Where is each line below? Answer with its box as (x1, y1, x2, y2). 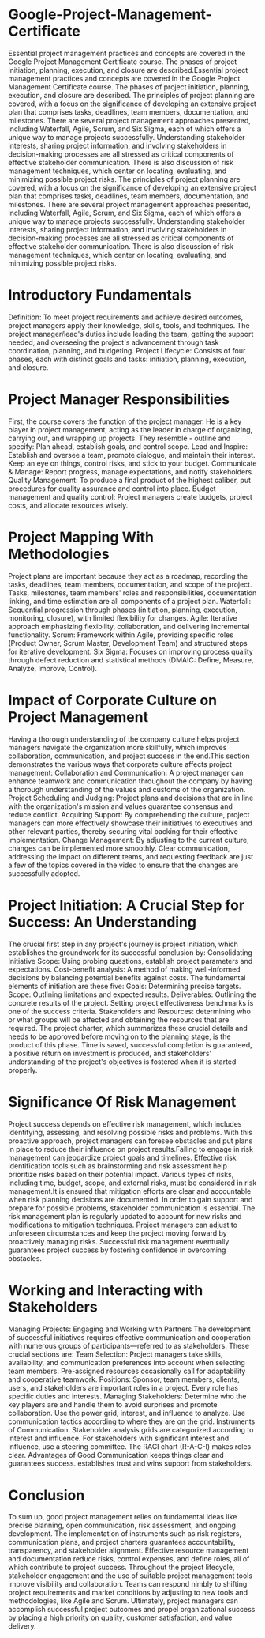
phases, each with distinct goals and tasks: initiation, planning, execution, (8, 354, 247, 364)
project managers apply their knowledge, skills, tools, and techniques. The (8, 320, 250, 330)
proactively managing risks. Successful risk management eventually (8, 1236, 230, 1246)
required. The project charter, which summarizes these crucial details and (8, 1023, 248, 1032)
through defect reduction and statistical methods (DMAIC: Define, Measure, (8, 655, 254, 665)
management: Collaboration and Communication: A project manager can (8, 768, 244, 777)
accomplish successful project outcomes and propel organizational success (8, 1605, 256, 1614)
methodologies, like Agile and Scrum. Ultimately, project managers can (8, 1596, 239, 1606)
